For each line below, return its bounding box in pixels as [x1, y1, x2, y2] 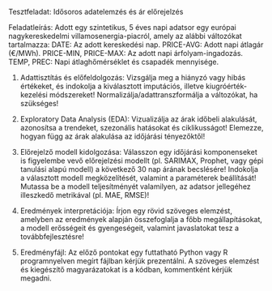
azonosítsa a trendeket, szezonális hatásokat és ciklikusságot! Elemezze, [19, 123, 264, 132]
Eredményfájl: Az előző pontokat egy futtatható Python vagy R [19, 247, 228, 257]
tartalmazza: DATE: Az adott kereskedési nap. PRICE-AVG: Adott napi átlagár [8, 40, 264, 49]
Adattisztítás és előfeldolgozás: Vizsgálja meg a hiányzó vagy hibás [19, 73, 246, 82]
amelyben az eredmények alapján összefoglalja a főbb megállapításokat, [19, 215, 263, 224]
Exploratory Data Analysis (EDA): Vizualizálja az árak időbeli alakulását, [19, 114, 257, 124]
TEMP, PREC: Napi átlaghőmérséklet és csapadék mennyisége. [8, 57, 219, 66]
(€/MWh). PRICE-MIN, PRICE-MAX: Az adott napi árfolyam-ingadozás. [8, 49, 244, 58]
